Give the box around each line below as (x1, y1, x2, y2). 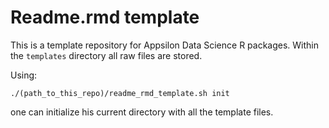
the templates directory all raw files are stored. (10, 49, 203, 61)
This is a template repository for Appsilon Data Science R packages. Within (10, 39, 320, 51)
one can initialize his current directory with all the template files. (10, 106, 274, 118)
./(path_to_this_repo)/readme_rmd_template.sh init (10, 88, 230, 98)
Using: (10, 69, 38, 81)
